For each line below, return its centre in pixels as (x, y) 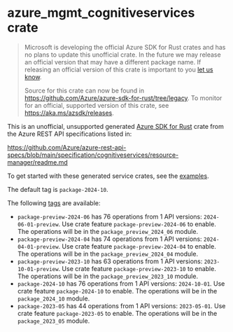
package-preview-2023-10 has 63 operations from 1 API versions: (110, 261)
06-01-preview (38, 224)
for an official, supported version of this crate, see (97, 105)
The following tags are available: (54, 203)
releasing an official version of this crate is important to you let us (119, 69)
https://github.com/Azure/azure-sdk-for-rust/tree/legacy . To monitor (123, 98)
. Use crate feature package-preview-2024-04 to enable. (137, 246)
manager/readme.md (37, 162)
